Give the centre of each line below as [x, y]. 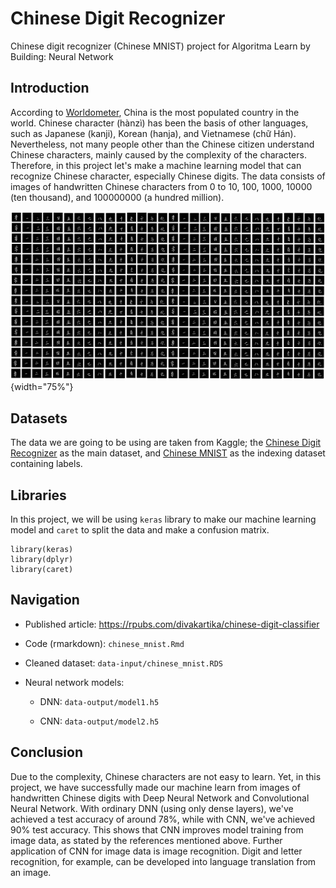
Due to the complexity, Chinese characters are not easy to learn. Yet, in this [166, 776]
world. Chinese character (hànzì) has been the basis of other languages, [159, 123]
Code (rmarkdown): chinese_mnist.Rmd [104, 643]
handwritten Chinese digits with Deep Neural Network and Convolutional [160, 798]
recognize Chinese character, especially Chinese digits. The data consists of [168, 176]
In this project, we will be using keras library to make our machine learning [163, 519]
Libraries [38, 495]
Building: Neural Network [62, 56]
